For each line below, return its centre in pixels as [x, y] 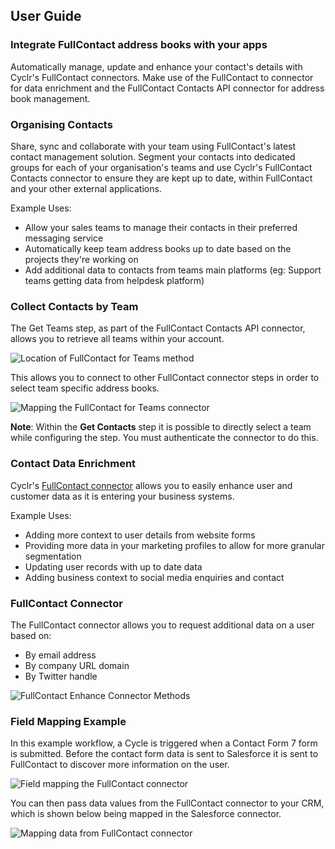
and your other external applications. [86, 188]
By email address [60, 655]
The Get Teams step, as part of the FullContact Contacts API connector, [158, 328]
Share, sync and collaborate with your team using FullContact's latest [153, 146]
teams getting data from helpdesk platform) [114, 280]
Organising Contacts [61, 124]
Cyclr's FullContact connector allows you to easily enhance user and [151, 485]
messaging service [64, 238]
